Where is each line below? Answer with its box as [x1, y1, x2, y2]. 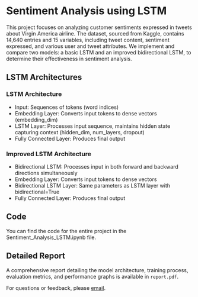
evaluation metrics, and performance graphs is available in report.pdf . [6, 273, 179, 280]
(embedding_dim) [14, 116, 58, 123]
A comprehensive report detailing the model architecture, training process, [6, 266, 189, 273]
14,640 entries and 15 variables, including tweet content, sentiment [6, 36, 170, 43]
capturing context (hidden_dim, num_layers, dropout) [14, 128, 145, 135]
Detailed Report [6, 251, 65, 261]
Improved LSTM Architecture [6, 150, 92, 158]
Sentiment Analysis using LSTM [6, 4, 167, 18]
